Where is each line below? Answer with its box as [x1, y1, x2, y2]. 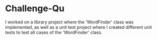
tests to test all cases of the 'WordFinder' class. [5, 29, 103, 35]
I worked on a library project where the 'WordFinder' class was [5, 19, 134, 25]
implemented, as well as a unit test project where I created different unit [5, 24, 153, 30]
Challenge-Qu [5, 3, 65, 14]
